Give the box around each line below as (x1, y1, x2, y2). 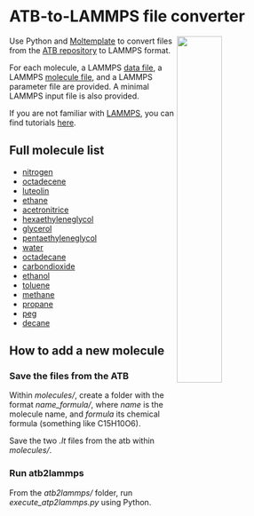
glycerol (21, 223, 52, 234)
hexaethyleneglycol (21, 213, 94, 224)
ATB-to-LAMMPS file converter (9, 6, 246, 27)
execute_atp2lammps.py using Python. (9, 496, 152, 507)
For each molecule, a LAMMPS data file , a (9, 62, 163, 73)
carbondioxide (21, 260, 75, 272)
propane (21, 298, 53, 309)
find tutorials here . (9, 117, 77, 128)
